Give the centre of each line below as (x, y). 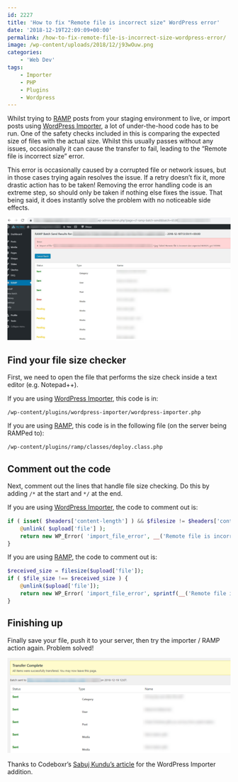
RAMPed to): (26, 433)
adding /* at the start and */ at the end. (65, 493)
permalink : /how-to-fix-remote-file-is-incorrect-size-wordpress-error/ (117, 38)
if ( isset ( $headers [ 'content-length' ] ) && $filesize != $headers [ (112, 521)
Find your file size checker (67, 360)
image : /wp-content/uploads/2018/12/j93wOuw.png (80, 45)
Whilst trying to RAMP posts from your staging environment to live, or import (119, 119)
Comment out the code (59, 469)
